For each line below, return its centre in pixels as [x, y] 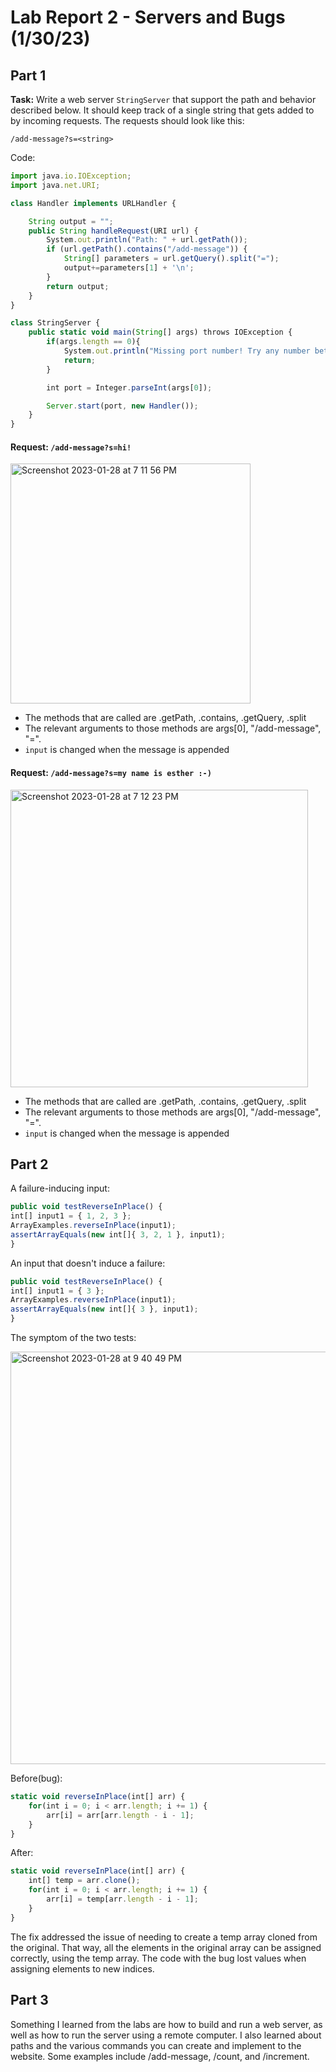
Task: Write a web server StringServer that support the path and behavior [163, 99]
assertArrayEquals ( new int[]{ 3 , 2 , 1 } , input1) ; [118, 1234]
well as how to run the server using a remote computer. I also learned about [166, 2035]
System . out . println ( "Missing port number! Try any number [187, 351]
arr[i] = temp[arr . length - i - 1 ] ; [122, 1899]
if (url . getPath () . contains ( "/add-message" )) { [147, 249]
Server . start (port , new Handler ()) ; [122, 406]
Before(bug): [36, 1778]
